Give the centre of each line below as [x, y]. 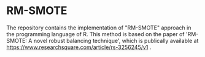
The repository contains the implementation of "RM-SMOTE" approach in [99, 28]
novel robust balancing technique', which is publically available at [116, 40]
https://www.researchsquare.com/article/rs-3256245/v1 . [79, 47]
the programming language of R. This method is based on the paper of [96, 34]
